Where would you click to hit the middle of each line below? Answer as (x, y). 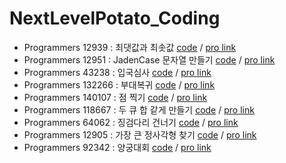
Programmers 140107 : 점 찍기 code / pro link (115, 97)
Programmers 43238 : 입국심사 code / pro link (117, 72)
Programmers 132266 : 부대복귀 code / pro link (119, 84)
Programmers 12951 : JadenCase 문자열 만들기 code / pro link (149, 59)
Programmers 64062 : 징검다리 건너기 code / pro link (131, 122)
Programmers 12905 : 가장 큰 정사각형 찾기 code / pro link (140, 134)
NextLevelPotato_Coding (115, 18)
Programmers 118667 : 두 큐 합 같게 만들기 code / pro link (139, 109)
